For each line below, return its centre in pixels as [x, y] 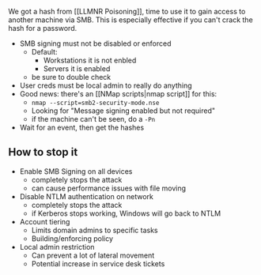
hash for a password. [43, 28]
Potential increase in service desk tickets [98, 263]
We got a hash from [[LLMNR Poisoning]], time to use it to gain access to [127, 11]
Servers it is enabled [77, 69]
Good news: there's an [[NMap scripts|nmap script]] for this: [118, 94]
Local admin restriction [57, 247]
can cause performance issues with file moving [109, 188]
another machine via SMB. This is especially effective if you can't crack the [130, 20]
